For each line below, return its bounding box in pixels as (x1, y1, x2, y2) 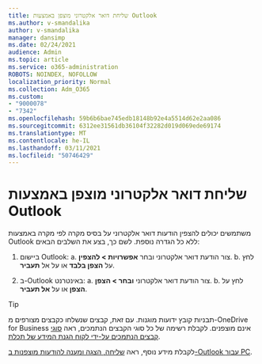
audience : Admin (8, 48, 62, 56)
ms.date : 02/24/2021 (8, 41, 77, 49)
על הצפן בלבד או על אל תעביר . (19, 260, 115, 270)
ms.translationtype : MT (8, 129, 87, 137)
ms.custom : (8, 93, 44, 100)
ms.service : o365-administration (8, 63, 119, 71)
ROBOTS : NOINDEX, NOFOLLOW (8, 70, 97, 78)
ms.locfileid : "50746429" (8, 151, 93, 159)
